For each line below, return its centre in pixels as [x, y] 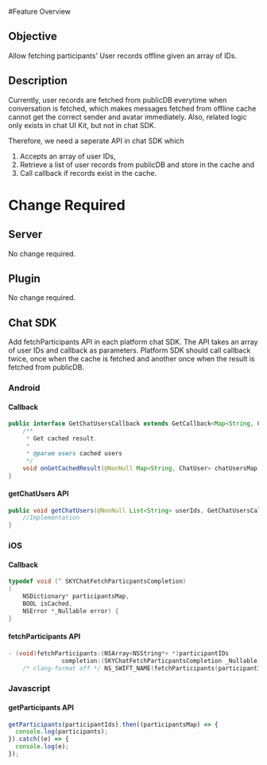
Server [25, 234]
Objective [33, 36]
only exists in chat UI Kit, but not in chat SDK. [82, 125]
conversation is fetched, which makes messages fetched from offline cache [132, 108]
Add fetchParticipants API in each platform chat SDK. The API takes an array [133, 342]
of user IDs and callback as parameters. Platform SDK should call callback [130, 350]
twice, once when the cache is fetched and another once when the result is [132, 359]
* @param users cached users [74, 453]
